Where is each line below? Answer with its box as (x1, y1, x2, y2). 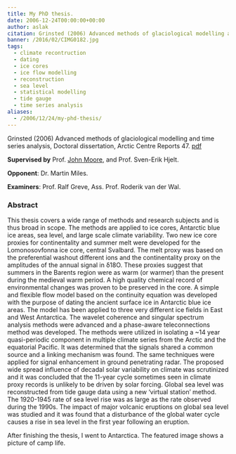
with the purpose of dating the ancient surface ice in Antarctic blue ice (7, 298, 211, 306)
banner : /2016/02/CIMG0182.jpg (7, 37, 99, 44)
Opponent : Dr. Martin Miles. (7, 169, 88, 177)
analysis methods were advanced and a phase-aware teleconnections (7, 320, 211, 329)
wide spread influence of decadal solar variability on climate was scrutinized (7, 365, 229, 373)
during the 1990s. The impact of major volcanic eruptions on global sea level (7, 402, 229, 411)
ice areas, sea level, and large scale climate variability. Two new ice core (7, 231, 218, 239)
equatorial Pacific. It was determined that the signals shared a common (7, 342, 214, 351)
